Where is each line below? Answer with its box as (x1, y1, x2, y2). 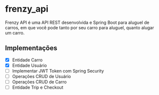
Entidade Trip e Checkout (12, 84, 63, 91)
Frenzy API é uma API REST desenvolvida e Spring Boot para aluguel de (5, 19, 150, 25)
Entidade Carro (12, 57, 43, 63)
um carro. (5, 30, 25, 36)
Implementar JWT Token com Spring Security (12, 68, 104, 74)
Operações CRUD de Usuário (12, 73, 71, 79)
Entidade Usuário (12, 62, 47, 68)
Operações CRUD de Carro (12, 79, 67, 85)
